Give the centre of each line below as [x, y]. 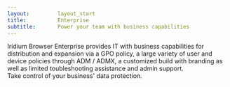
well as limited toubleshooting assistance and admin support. [95, 69]
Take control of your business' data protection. [75, 76]
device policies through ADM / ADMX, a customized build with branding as [115, 61]
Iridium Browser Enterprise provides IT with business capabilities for [106, 47]
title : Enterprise [48, 20]
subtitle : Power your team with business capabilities [99, 26]
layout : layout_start [52, 14]
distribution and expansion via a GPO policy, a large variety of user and [110, 54]
